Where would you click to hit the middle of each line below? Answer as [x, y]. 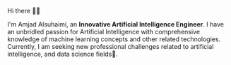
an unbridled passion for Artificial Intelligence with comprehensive [103, 32]
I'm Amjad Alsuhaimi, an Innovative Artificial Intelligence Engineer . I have [116, 24]
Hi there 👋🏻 [24, 11]
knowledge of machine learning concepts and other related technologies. [114, 39]
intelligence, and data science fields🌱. [63, 54]
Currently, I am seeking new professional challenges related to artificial [111, 46]
